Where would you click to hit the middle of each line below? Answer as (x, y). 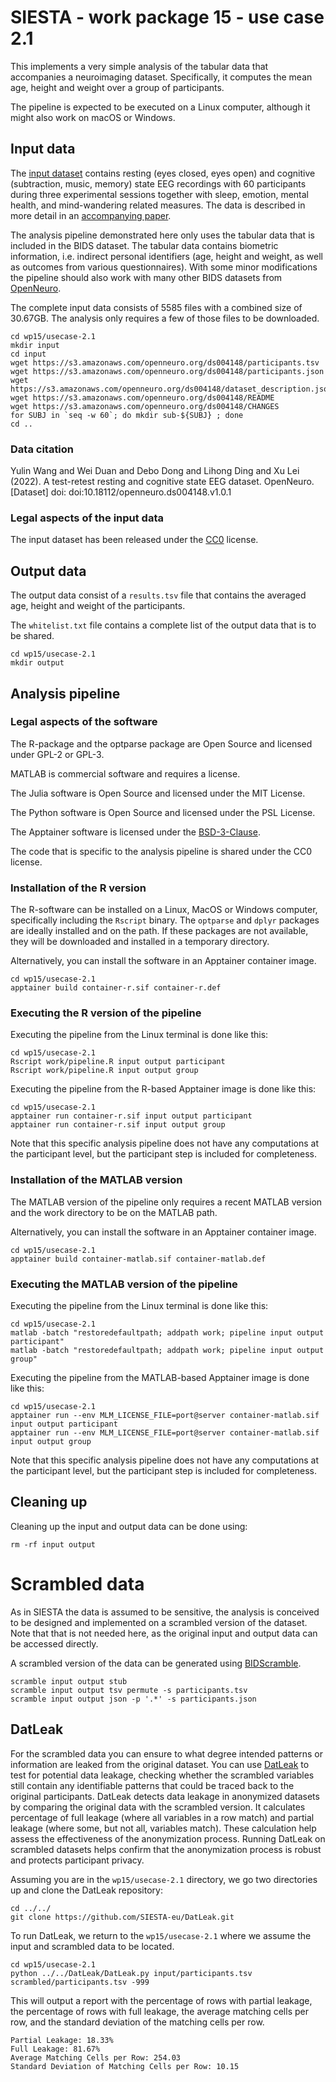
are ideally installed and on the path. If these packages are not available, (159, 931)
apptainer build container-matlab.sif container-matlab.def (138, 1259)
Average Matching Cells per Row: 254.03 (96, 2057)
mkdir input (35, 345)
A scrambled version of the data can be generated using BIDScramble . (156, 1663)
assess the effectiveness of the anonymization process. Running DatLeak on (168, 1838)
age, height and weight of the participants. (98, 606)
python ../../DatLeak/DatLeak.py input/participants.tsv (131, 1973)
